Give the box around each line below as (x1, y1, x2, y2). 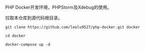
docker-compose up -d (5, 42, 51, 47)
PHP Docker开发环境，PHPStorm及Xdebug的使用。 (5, 4, 112, 10)
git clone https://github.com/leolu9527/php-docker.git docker (5, 25, 140, 30)
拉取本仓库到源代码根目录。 (5, 15, 63, 21)
